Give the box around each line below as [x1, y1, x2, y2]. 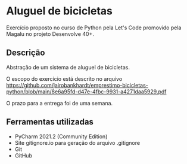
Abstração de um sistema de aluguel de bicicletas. [6, 63, 130, 71]
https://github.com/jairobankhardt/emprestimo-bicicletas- [6, 81, 149, 89]
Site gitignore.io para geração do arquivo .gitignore [14, 139, 141, 146]
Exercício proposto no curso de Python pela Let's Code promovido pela [6, 24, 182, 31]
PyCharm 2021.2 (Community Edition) [14, 133, 108, 140]
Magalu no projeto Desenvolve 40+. [6, 30, 94, 37]
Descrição [6, 48, 45, 58]
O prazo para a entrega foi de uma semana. [6, 99, 113, 107]
